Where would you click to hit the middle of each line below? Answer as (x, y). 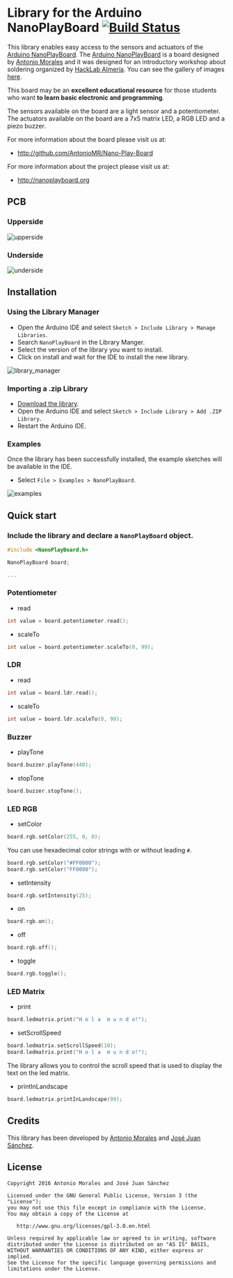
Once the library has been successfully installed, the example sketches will (115, 459)
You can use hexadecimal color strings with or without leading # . (100, 850)
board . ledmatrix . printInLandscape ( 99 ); (65, 1099)
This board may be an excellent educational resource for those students (112, 90)
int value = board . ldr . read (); (53, 693)
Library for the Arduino (75, 13)
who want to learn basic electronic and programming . (86, 97)
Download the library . (48, 403)
